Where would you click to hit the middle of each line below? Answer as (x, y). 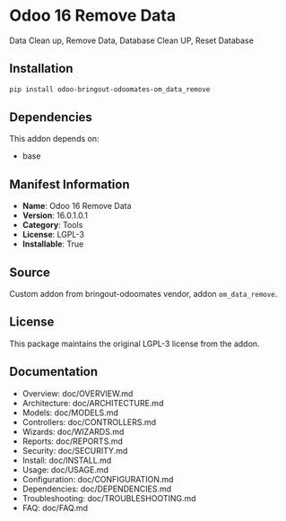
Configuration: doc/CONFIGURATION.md (98, 479)
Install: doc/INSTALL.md (67, 460)
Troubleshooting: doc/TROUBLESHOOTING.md (109, 498)
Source (30, 272)
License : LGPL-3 (53, 235)
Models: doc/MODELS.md (70, 412)
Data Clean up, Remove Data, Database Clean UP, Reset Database (131, 40)
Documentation (54, 372)
